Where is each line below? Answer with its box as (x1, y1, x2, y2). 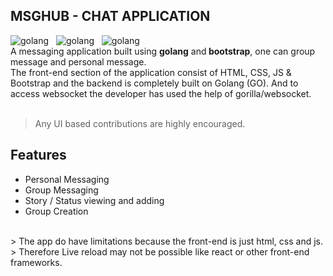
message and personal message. (10, 55, 147, 68)
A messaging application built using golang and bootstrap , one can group (10, 45, 316, 57)
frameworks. (10, 256, 63, 268)
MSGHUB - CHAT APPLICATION (10, 8, 211, 25)
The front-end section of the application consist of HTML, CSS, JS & (10, 66, 292, 78)
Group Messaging (24, 184, 99, 196)
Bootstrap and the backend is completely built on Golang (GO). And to (10, 77, 299, 89)
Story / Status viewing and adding (24, 194, 165, 206)
